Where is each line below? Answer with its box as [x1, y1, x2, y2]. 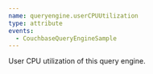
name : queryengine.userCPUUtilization [8, 11, 139, 20]
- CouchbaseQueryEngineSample [15, 34, 117, 43]
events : [8, 27, 35, 35]
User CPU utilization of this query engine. [8, 56, 147, 66]
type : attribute [8, 19, 63, 27]
